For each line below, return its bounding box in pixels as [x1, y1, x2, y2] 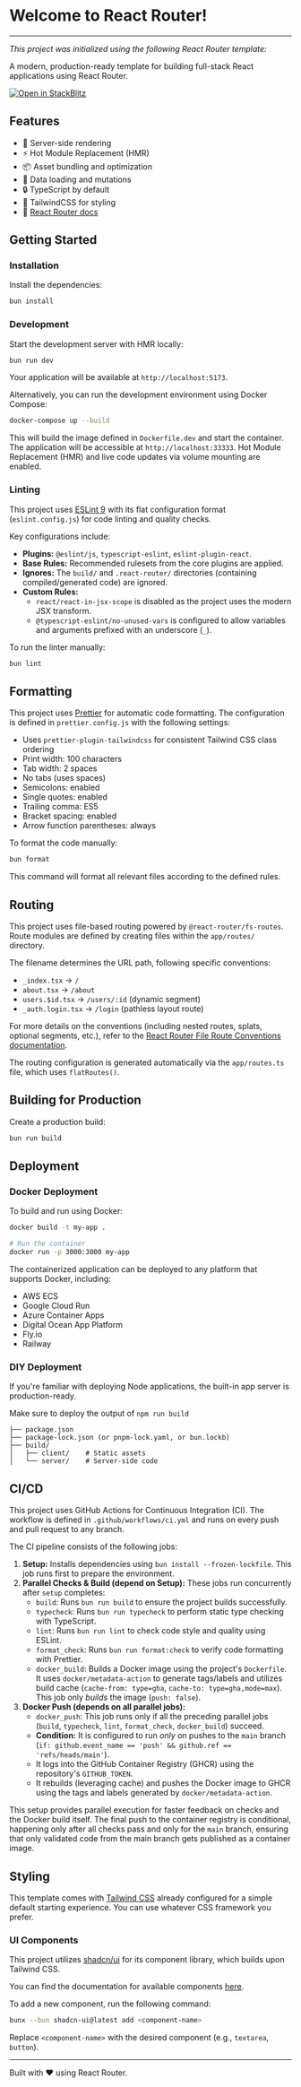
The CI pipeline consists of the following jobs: [9, 1541, 177, 1552]
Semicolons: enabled [21, 782, 100, 793]
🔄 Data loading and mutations [21, 174, 132, 185]
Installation [9, 259, 60, 272]
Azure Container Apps [21, 1310, 105, 1321]
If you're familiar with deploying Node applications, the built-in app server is [9, 1381, 289, 1392]
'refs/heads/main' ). [35, 1749, 110, 1760]
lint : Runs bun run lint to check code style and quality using [35, 1625, 266, 1636]
